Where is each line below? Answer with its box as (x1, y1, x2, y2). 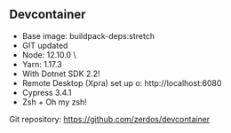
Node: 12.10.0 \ (21, 49, 77, 60)
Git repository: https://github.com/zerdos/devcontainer (9, 113, 211, 124)
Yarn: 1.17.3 (21, 59, 62, 69)
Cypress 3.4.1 (21, 87, 72, 98)
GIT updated (21, 40, 68, 51)
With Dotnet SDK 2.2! (21, 68, 100, 79)
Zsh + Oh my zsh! (21, 97, 87, 107)
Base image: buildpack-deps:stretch (21, 30, 155, 41)
